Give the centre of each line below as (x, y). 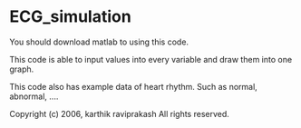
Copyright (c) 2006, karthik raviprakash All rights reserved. (119, 113)
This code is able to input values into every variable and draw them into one (151, 59)
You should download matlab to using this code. (99, 42)
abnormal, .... (34, 96)
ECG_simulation (70, 17)
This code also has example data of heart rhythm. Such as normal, (134, 86)
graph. (22, 69)
